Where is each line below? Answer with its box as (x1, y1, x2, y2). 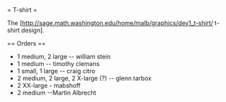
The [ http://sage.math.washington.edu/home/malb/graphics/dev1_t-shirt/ (7, 19, 214, 27)
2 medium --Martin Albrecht (16, 88, 97, 97)
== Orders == (7, 39, 47, 47)
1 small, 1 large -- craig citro (16, 67, 96, 75)
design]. (21, 27, 45, 34)
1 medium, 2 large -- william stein (16, 52, 111, 61)
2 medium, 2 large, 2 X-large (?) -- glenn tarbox (16, 74, 152, 82)
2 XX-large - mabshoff (16, 82, 81, 89)
